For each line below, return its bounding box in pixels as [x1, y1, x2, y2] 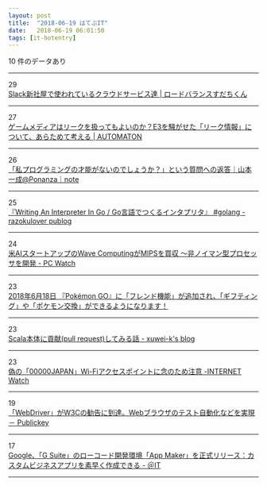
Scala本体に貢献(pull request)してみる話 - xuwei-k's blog [8, 334, 195, 344]
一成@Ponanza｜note [8, 175, 79, 184]
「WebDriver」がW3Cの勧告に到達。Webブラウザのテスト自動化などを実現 [8, 408, 256, 418]
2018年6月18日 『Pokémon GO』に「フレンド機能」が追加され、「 [8, 291, 224, 301]
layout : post [8, 11, 52, 20]
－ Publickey [8, 418, 49, 427]
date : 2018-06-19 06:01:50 [8, 26, 105, 34]
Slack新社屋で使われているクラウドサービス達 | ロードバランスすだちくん [8, 89, 248, 99]
